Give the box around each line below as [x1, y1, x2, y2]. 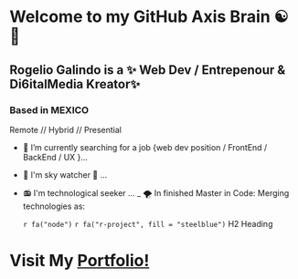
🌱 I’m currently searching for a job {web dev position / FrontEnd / [22, 141, 268, 152]
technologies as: [22, 201, 85, 212]
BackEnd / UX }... [22, 151, 89, 162]
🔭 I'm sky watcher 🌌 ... [22, 169, 108, 180]
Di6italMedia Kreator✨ [9, 76, 141, 92]
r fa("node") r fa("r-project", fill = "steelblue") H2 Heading [22, 218, 273, 229]
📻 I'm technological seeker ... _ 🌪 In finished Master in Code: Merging [22, 187, 290, 198]
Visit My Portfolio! [9, 251, 150, 271]
